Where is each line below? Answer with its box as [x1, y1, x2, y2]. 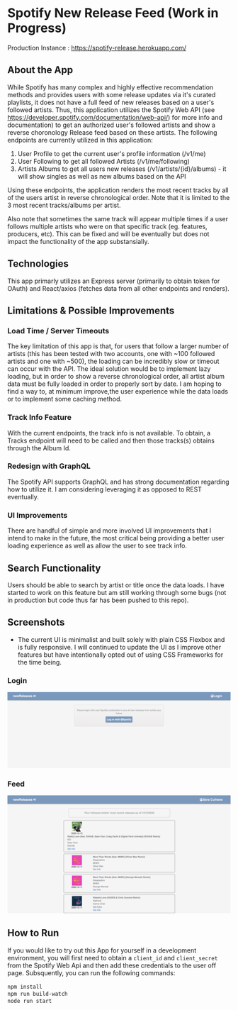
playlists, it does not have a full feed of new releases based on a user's [7, 98, 215, 106]
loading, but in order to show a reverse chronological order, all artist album [7, 372, 225, 381]
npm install [7, 983, 42, 990]
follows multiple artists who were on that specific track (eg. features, [7, 222, 208, 231]
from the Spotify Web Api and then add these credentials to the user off [7, 961, 217, 970]
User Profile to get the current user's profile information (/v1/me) [17, 149, 207, 157]
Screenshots [7, 616, 65, 628]
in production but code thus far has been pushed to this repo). [7, 596, 189, 604]
